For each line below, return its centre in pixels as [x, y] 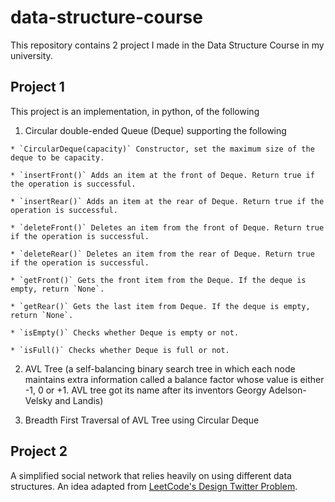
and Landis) [79, 400]
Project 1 [37, 87]
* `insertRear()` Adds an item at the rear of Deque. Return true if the [167, 201]
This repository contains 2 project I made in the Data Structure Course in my [167, 45]
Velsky [38, 400]
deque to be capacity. [57, 157]
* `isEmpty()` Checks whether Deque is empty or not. [125, 332]
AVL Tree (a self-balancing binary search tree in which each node [160, 368]
